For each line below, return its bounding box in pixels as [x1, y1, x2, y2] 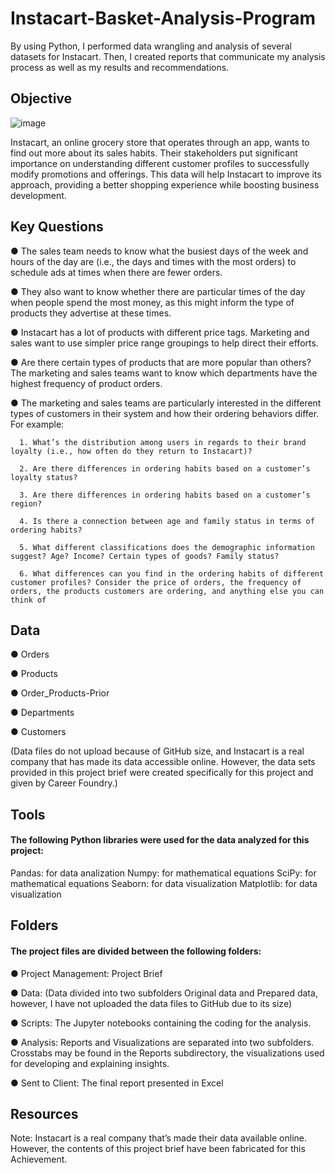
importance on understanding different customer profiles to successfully [10, 157, 310, 169]
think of [10, 595, 47, 605]
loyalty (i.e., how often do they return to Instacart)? [10, 446, 253, 456]
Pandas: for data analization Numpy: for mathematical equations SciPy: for [10, 867, 317, 879]
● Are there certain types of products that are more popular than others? [10, 356, 312, 368]
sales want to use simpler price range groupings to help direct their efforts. [10, 337, 319, 349]
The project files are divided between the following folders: [10, 945, 262, 957]
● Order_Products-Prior [10, 687, 110, 699]
